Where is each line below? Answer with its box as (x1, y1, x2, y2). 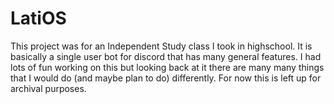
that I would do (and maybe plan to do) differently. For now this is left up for (10, 72, 322, 84)
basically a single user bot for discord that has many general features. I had (10, 50, 322, 62)
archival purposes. (10, 82, 87, 94)
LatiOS (10, 7, 67, 30)
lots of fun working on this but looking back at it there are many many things (10, 61, 325, 73)
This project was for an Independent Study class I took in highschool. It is (10, 40, 313, 52)
